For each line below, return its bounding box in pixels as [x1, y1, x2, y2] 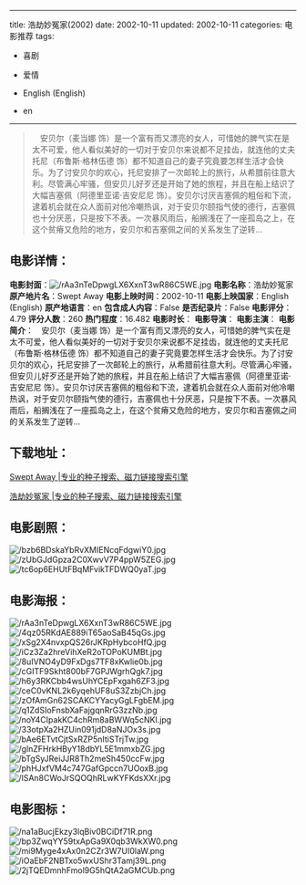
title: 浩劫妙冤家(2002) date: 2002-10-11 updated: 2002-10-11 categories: [9, 19, 283, 30]
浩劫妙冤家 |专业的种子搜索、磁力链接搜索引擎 [9, 490, 182, 502]
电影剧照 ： [9, 520, 70, 536]
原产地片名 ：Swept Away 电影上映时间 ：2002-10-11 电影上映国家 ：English [9, 290, 290, 301]
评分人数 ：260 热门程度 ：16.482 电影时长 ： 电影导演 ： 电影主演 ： [27, 313, 277, 324]
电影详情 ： [9, 253, 70, 269]
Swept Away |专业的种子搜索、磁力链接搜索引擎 [9, 471, 189, 482]
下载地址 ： [9, 445, 70, 461]
